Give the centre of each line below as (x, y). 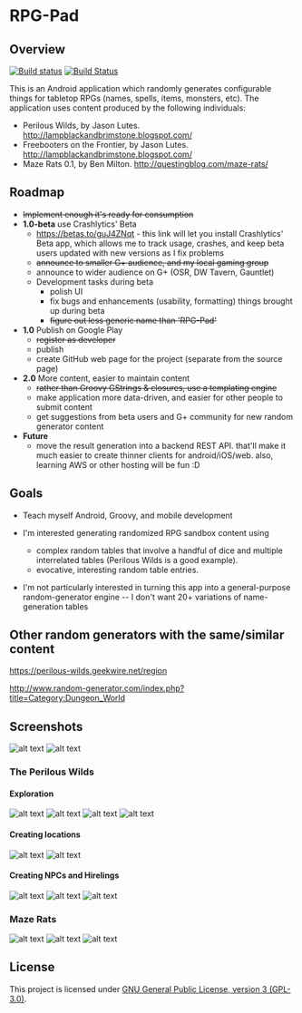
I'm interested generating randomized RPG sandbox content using (146, 532)
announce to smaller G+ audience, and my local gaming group (152, 262)
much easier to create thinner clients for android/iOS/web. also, (155, 455)
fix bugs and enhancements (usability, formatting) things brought (171, 301)
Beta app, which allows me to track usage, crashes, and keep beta (160, 243)
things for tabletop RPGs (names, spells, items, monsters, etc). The (134, 98)
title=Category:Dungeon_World (67, 698)
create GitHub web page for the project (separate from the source (159, 358)
